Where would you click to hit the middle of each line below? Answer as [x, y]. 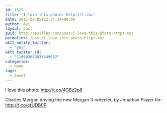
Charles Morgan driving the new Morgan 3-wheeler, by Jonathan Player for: [84, 99]
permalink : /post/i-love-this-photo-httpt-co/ [55, 38]
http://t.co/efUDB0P [26, 105]
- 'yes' [18, 47]
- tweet [18, 76]
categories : [18, 62]
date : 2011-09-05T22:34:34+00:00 [40, 19]
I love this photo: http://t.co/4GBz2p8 [44, 90]
